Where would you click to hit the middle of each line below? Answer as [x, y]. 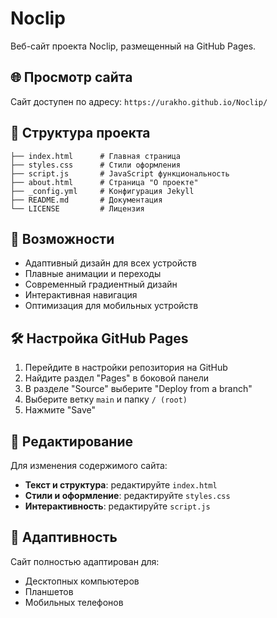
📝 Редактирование [71, 441]
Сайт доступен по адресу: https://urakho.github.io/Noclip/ [139, 101]
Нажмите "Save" [60, 410]
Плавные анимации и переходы [93, 274]
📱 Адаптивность [64, 537]
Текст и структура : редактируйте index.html [121, 485]
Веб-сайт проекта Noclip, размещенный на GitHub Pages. [133, 46]
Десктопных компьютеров [82, 581]
